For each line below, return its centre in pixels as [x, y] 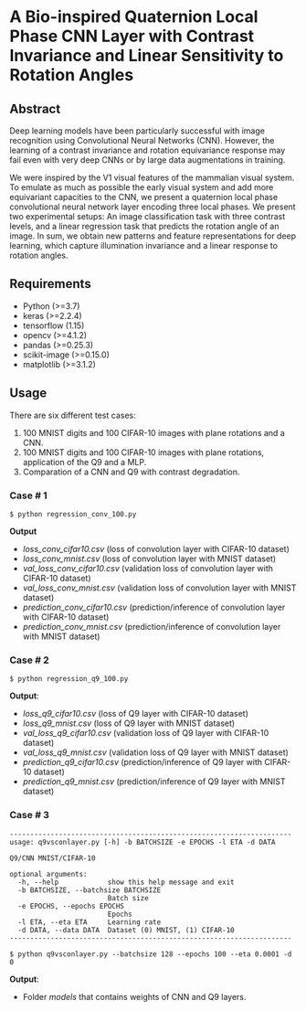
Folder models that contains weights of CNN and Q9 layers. [134, 996]
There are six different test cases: [73, 415]
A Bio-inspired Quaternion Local [134, 17]
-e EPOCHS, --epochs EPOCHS [71, 906]
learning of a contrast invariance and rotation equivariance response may [148, 150]
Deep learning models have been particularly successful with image [137, 131]
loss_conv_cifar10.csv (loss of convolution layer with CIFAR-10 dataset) [156, 548]
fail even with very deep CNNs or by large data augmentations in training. [148, 160]
